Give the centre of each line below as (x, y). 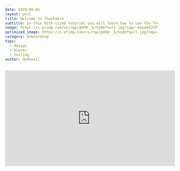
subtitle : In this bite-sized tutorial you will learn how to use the (78, 23)
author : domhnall (23, 59)
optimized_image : (23, 32)
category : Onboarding (27, 37)
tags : (10, 41)
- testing (19, 55)
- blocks (18, 50)
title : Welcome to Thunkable (34, 18)
